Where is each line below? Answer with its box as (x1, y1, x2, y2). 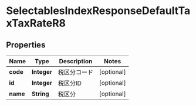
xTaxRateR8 (6, 16, 66, 30)
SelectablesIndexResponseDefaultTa (6, 4, 191, 18)
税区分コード (58, 69, 94, 76)
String (31, 90, 49, 98)
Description (59, 57, 93, 65)
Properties (6, 40, 46, 50)
